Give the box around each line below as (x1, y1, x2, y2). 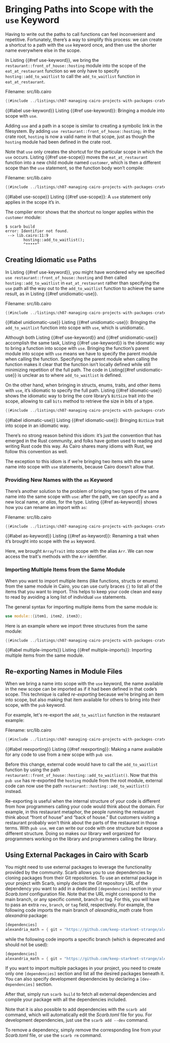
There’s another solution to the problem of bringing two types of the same (5, 488, 159, 494)
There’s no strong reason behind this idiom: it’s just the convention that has (5, 433, 162, 439)
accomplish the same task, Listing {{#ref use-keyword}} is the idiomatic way (5, 340, 165, 346)
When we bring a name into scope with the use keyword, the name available (5, 680, 163, 687)
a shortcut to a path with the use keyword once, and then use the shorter (5, 42, 157, 48)
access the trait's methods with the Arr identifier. (5, 554, 108, 560)
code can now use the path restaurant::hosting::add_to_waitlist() (5, 783, 150, 789)
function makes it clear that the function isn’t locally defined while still (5, 362, 151, 368)
